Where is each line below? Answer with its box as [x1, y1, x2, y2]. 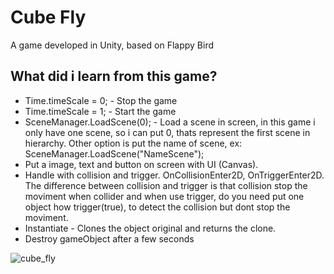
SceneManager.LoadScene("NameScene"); [24, 147, 205, 160]
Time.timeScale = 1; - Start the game [24, 105, 177, 117]
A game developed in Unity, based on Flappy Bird [10, 39, 215, 51]
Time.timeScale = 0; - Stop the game [24, 94, 178, 106]
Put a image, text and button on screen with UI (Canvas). [24, 158, 259, 170]
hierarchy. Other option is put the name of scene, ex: [24, 137, 243, 149]
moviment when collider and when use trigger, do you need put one [24, 190, 305, 202]
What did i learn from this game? [10, 68, 218, 85]
